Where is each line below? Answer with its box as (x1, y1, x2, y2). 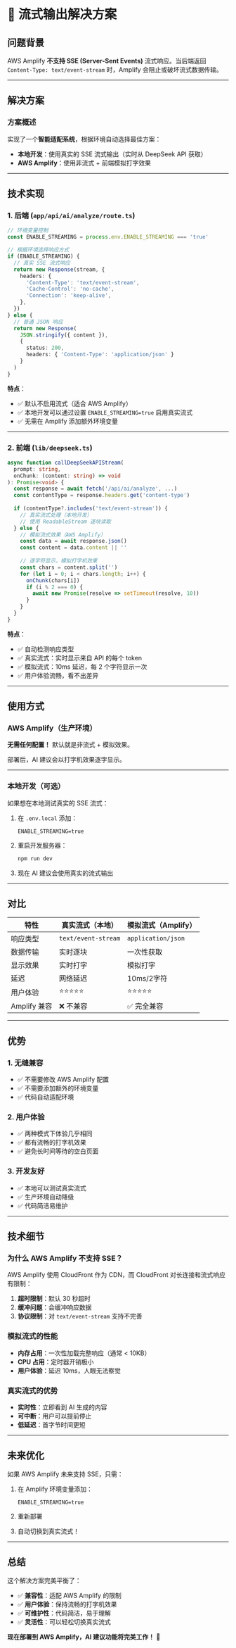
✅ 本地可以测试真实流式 (17, 1183, 86, 1192)
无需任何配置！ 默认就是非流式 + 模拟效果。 (7, 741, 134, 749)
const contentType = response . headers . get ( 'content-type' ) (13, 492, 190, 499)
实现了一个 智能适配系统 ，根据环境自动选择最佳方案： (7, 134, 162, 143)
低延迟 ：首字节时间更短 (17, 1421, 86, 1429)
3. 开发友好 (7, 1166, 45, 1176)
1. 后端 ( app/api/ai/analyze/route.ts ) (7, 210, 136, 220)
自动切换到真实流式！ (17, 1527, 79, 1535)
